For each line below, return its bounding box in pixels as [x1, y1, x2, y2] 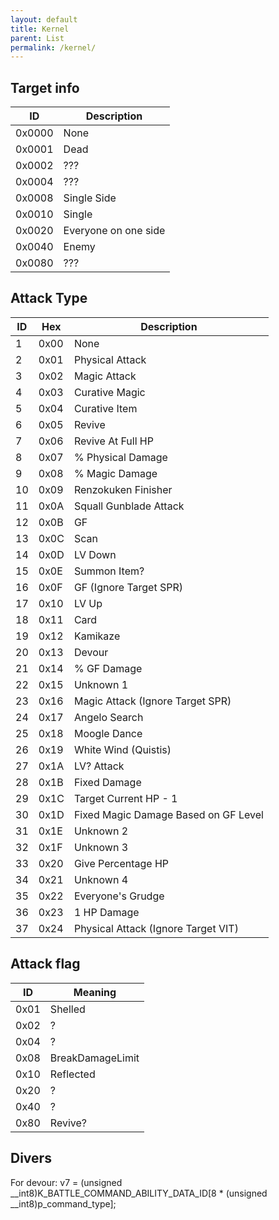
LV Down [73, 547, 117, 561]
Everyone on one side [63, 224, 166, 238]
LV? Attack [73, 759, 125, 773]
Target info [10, 79, 80, 96]
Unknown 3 [73, 840, 129, 854]
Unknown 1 [73, 677, 129, 691]
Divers [10, 1150, 52, 1167]
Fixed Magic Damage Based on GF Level [73, 807, 264, 821]
